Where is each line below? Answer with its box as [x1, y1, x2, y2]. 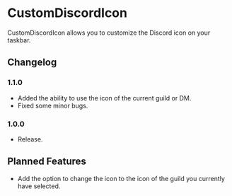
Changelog [7, 57, 57, 69]
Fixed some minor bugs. [17, 101, 88, 110]
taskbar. [7, 35, 31, 44]
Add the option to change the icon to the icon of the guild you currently [17, 174, 225, 183]
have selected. [17, 182, 61, 190]
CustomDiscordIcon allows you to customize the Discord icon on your [7, 28, 211, 37]
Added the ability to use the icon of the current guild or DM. [17, 93, 192, 102]
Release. [17, 134, 43, 143]
